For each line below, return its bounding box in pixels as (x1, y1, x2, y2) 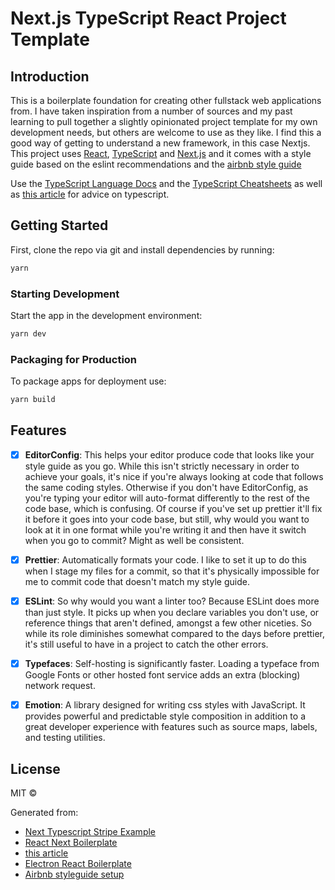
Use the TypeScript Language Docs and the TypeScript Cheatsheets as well (10, 178, 323, 189)
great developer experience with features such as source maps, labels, (24, 721, 318, 733)
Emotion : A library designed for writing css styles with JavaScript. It (24, 699, 306, 711)
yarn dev (10, 328, 47, 339)
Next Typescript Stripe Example (24, 825, 157, 837)
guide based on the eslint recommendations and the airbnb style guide (10, 158, 302, 170)
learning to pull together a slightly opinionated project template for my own (10, 116, 318, 127)
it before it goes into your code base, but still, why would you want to (24, 513, 310, 525)
